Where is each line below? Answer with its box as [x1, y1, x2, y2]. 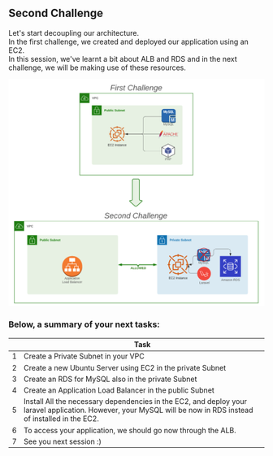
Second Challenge [8, 7, 104, 20]
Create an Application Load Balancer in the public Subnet [24, 385, 215, 395]
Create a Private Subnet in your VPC [24, 351, 145, 361]
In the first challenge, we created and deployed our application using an [8, 37, 249, 46]
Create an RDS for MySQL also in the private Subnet [24, 374, 197, 384]
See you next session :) [24, 436, 102, 446]
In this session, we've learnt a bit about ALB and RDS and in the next [8, 54, 237, 63]
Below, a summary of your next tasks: [8, 319, 160, 330]
